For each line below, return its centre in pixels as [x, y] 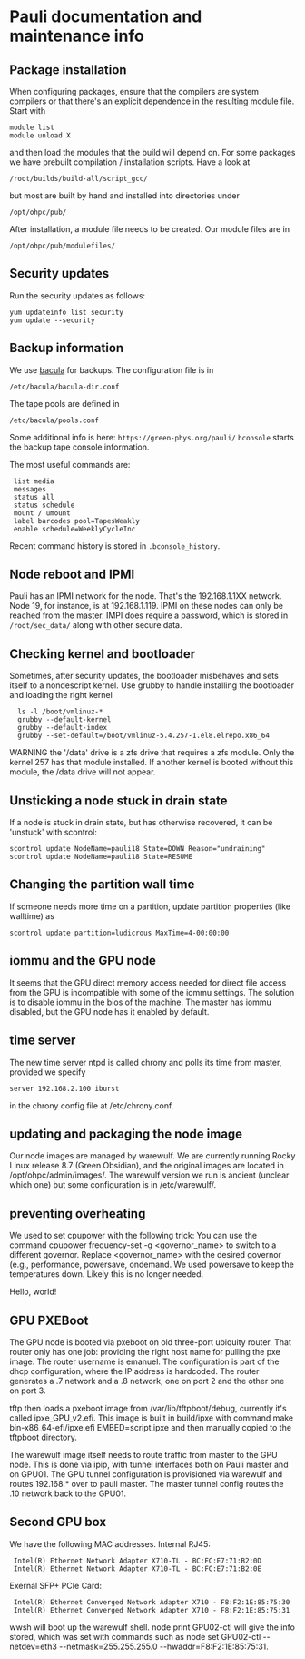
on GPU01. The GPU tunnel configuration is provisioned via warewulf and [146, 1474]
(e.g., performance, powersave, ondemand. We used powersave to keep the [152, 1264]
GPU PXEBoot [49, 1320]
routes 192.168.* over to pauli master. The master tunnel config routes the [147, 1483]
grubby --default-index [62, 728]
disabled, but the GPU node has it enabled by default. [109, 1011]
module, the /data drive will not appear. [83, 772]
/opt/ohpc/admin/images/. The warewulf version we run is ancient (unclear [149, 1175]
